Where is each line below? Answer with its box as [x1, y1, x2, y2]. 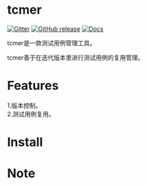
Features [7, 78, 59, 94]
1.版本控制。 [7, 101, 42, 110]
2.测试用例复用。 [7, 110, 55, 118]
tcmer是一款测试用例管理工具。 [7, 38, 96, 47]
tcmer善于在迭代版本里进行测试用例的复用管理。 [7, 53, 144, 62]
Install [7, 134, 43, 150]
